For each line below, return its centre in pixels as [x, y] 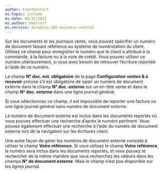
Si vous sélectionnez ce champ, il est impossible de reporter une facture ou [81, 101]
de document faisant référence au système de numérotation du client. [75, 47]
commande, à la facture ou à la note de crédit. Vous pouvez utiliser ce [75, 57]
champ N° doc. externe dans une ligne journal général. [60, 92]
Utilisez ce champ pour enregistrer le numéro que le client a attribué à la [77, 52]
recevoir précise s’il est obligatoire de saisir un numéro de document [74, 82]
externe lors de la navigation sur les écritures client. [57, 131]
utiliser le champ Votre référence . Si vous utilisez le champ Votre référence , [82, 146]
